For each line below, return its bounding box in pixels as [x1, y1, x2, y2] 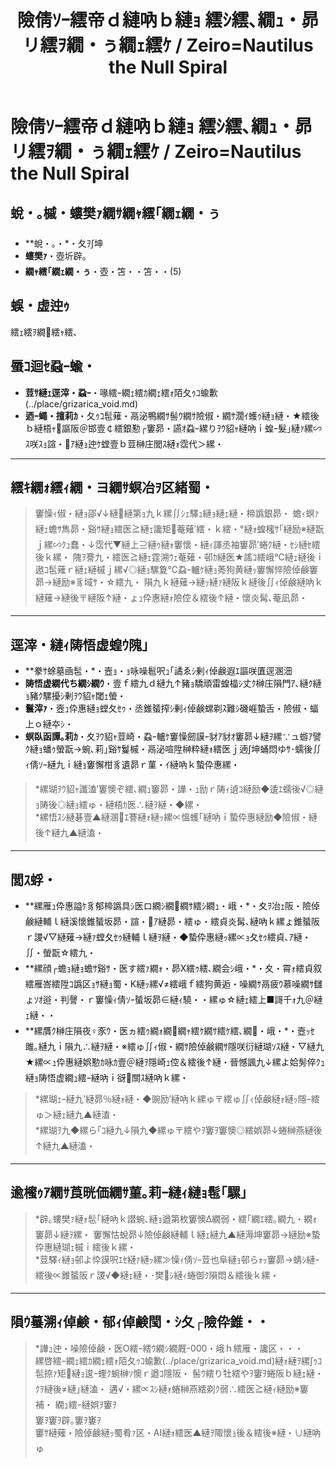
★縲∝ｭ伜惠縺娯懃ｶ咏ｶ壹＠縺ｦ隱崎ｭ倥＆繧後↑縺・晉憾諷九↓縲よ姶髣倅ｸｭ [24, 1056, 325, 1068]
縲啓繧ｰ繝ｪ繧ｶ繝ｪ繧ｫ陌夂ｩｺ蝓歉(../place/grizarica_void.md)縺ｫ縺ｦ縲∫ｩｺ [34, 1354, 323, 1366]
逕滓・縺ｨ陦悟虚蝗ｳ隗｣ [10, 636, 149, 653]
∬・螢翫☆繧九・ [24, 947, 97, 959]
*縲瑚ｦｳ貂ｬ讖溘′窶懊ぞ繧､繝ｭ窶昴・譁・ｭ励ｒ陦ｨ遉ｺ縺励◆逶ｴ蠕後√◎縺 [34, 783, 324, 795]
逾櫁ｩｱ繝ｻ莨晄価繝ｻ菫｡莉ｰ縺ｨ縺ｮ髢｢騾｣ [10, 1184, 247, 1201]
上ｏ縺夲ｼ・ [24, 718, 74, 730]
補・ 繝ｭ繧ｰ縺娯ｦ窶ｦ [34, 1398, 117, 1410]
